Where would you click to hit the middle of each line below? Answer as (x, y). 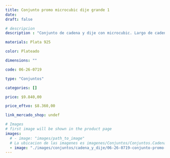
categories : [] (21, 88)
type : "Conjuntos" (25, 79)
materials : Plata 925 (28, 42)
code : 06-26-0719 (24, 69)
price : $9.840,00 (24, 97)
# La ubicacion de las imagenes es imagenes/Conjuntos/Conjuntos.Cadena (88, 143)
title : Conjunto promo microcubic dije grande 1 (57, 10)
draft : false (19, 19)
